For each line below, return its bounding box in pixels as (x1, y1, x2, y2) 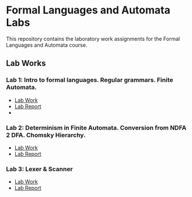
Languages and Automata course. (6, 42, 88, 49)
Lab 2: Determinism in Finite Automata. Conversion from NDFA (6, 123, 187, 132)
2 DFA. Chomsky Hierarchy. (6, 131, 86, 139)
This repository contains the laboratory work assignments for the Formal (6, 35, 180, 42)
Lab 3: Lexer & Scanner (6, 165, 73, 173)
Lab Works (6, 58, 46, 68)
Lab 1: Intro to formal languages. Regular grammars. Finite (6, 76, 173, 84)
